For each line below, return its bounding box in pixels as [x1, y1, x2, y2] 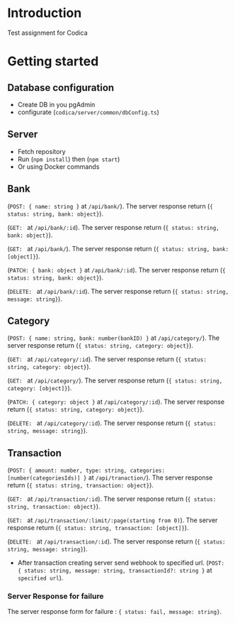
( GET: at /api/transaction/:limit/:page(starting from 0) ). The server [7, 516, 218, 524]
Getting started [7, 53, 99, 70]
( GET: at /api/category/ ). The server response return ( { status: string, [7, 376, 223, 385]
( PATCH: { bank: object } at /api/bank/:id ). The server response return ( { [7, 265, 227, 274]
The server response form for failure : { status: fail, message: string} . [7, 607, 222, 616]
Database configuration [7, 82, 115, 94]
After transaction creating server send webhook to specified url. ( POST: [17, 558, 225, 567]
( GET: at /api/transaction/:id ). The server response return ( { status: [7, 495, 217, 503]
